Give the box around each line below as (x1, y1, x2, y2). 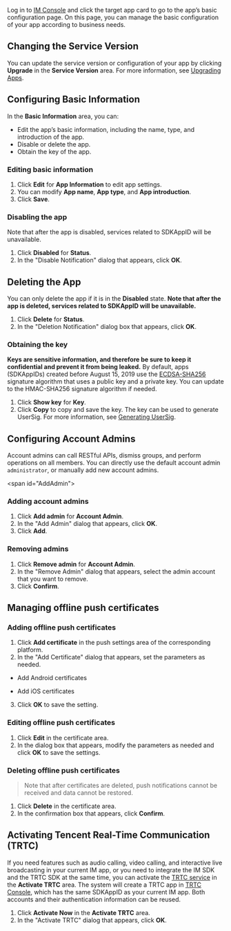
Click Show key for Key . (17, 398, 86, 406)
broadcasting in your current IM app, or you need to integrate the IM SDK (7, 865, 215, 874)
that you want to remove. (17, 574, 88, 583)
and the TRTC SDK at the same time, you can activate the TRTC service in (7, 873, 217, 881)
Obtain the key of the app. (17, 147, 92, 156)
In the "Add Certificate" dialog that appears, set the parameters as (17, 653, 205, 661)
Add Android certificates (17, 674, 88, 682)
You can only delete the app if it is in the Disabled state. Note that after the (7, 294, 221, 303)
